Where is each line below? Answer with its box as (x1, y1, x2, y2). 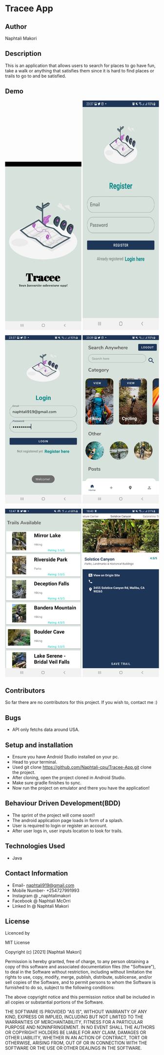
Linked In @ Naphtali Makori (12, 903, 69, 909)
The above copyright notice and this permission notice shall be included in (5, 994, 155, 1000)
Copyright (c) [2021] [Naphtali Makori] (5, 949, 82, 955)
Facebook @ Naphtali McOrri (12, 898, 71, 904)
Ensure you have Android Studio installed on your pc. (12, 754, 119, 760)
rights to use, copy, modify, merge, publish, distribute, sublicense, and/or (5, 974, 152, 980)
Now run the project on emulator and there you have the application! (12, 785, 150, 791)
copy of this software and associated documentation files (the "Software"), (5, 964, 156, 970)
